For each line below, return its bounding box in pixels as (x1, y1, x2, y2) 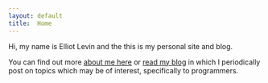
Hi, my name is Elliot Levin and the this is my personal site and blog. (8, 41, 233, 51)
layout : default (8, 11, 63, 20)
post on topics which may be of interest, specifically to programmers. (8, 65, 239, 75)
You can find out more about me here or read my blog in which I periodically (8, 57, 261, 67)
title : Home (8, 19, 52, 27)
